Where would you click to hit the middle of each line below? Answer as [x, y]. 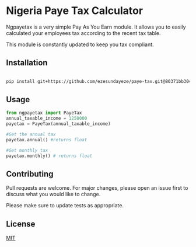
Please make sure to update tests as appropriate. [65, 206]
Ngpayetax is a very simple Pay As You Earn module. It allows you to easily [96, 27]
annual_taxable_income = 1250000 [47, 119]
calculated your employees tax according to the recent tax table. [84, 33]
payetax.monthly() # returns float [49, 156]
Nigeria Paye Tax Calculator [75, 11]
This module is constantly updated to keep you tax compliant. [80, 44]
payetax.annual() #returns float [47, 140]
